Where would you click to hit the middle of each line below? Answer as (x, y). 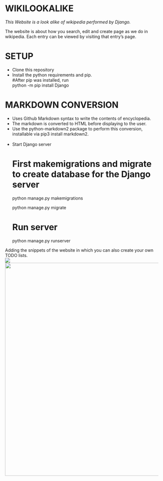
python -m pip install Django (40, 85)
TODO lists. (17, 255)
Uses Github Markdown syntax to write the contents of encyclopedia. (81, 118)
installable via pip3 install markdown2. (50, 134)
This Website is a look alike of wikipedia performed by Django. (68, 22)
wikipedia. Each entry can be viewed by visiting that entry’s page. (71, 37)
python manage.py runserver (41, 240)
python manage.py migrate (39, 207)
